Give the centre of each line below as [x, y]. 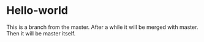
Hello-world [37, 10]
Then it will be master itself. [41, 33]
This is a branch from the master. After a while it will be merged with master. [102, 27]
